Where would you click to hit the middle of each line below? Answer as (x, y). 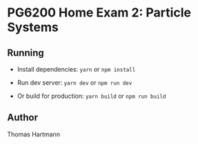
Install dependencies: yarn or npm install (76, 69)
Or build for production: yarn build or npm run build (91, 96)
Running (26, 53)
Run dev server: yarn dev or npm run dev (75, 83)
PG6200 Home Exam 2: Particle (99, 13)
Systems (33, 27)
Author (22, 117)
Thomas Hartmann (34, 134)
